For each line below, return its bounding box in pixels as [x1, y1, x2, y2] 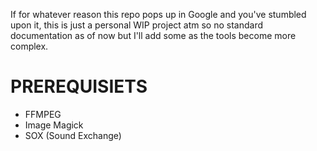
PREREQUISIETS [10, 75, 148, 98]
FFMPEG [24, 108, 62, 120]
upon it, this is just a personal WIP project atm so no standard [10, 19, 264, 31]
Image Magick [24, 119, 84, 131]
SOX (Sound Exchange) [24, 129, 122, 141]
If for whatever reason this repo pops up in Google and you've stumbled [10, 9, 307, 20]
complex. [10, 40, 49, 52]
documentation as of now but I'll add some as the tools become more [10, 30, 297, 41]
